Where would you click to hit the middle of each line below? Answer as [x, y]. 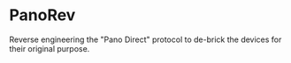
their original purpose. [50, 48]
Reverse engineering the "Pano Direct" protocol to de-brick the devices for [145, 39]
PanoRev [42, 15]
